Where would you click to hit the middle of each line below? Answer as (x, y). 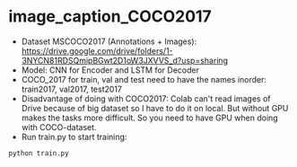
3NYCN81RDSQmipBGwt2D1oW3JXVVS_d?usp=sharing (125, 60)
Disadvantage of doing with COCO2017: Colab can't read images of (146, 98)
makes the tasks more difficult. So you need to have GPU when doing (150, 118)
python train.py (39, 153)
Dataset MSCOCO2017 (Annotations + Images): (109, 41)
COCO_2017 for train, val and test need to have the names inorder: (144, 79)
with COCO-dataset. (59, 127)
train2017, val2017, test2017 (72, 89)
